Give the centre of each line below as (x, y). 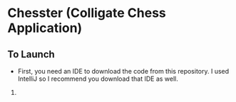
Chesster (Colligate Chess (87, 13)
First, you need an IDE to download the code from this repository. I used (123, 71)
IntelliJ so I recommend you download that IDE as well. (98, 79)
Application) (45, 28)
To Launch (31, 54)
